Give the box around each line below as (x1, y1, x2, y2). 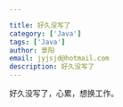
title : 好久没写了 (9, 21, 71, 29)
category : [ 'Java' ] (9, 29, 82, 38)
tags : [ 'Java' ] (9, 37, 66, 46)
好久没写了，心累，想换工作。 (9, 88, 119, 98)
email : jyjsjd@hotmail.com (9, 54, 110, 63)
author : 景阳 (9, 45, 55, 54)
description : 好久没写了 (9, 62, 95, 71)
